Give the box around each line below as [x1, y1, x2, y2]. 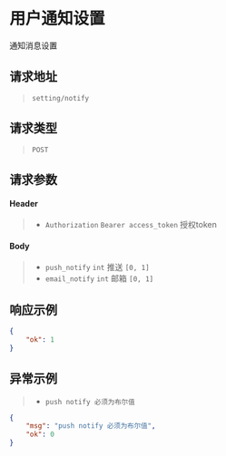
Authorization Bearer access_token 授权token [44, 219, 218, 230]
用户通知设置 [9, 8, 106, 29]
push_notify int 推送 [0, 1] [44, 262, 150, 273]
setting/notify [31, 93, 90, 102]
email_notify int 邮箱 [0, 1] [44, 273, 154, 284]
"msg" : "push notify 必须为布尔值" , [25, 422, 156, 431]
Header [9, 198, 38, 209]
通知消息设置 [9, 40, 57, 51]
